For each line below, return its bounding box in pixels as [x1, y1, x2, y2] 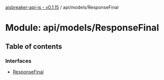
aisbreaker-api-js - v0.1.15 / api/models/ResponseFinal [5, 5, 119, 10]
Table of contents [5, 42, 62, 51]
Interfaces [5, 57, 32, 64]
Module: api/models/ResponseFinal [5, 22, 159, 33]
